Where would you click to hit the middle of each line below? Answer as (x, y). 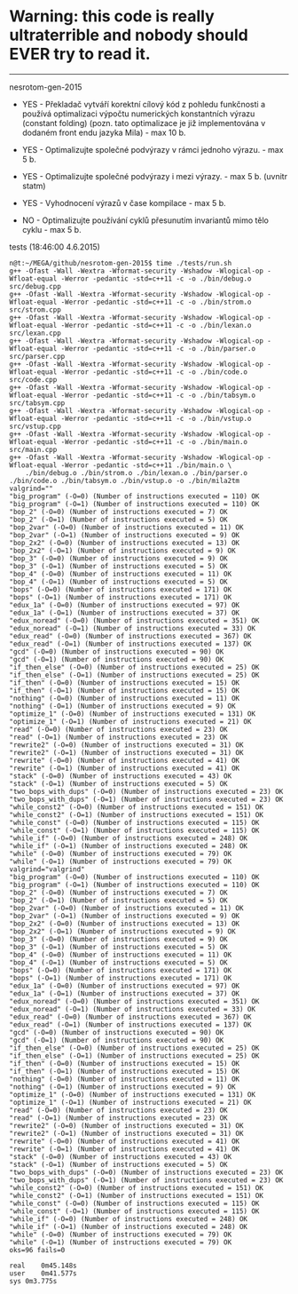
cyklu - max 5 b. (51, 229)
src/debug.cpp (35, 286)
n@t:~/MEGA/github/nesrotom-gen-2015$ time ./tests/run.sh (121, 263)
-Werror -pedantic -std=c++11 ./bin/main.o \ (146, 465)
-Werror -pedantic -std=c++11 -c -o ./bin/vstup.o (156, 418)
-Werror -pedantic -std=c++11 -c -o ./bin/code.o (154, 372)
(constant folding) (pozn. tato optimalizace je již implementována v (144, 123)
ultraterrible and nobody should (129, 35)
